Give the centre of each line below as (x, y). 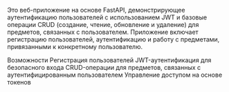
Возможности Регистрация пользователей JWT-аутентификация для (109, 60)
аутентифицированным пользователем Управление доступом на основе (115, 75)
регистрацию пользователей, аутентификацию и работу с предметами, (113, 39)
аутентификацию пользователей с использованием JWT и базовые (107, 17)
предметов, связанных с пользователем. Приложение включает (103, 32)
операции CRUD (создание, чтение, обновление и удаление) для (103, 25)
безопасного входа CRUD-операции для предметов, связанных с (104, 67)
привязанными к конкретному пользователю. (75, 47)
